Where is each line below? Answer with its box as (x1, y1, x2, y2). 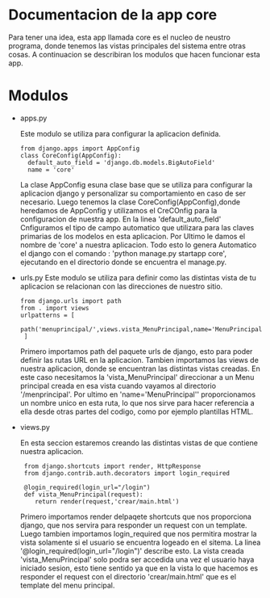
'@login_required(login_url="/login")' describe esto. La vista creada (19, 545, 244, 555)
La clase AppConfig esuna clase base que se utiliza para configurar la (19, 179, 253, 189)
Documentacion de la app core (8, 6, 218, 24)
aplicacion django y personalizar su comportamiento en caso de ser (19, 188, 246, 198)
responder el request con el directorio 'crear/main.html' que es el (19, 571, 236, 581)
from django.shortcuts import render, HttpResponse (23, 462, 201, 470)
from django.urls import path (19, 297, 123, 305)
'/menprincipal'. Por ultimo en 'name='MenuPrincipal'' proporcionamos (19, 390, 256, 399)
